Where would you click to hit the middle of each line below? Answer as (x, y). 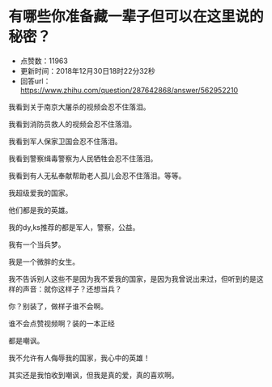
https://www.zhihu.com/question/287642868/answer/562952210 (129, 90)
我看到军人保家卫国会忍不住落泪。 (65, 141)
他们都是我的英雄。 (40, 210)
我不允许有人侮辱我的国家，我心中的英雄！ (79, 358)
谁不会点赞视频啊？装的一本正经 (62, 323)
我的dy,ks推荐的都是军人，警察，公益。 (74, 227)
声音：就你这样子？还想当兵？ (72, 289)
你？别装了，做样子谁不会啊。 (58, 306)
